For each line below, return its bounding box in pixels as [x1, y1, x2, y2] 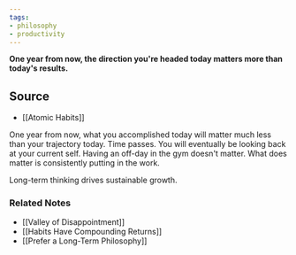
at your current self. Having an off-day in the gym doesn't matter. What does [9, 148, 287, 159]
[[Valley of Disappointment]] [21, 217, 125, 228]
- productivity [9, 29, 65, 38]
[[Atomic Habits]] [21, 112, 86, 123]
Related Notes [9, 197, 72, 209]
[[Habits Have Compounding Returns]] [21, 227, 163, 237]
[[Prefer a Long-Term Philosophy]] [21, 236, 148, 246]
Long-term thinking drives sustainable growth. [9, 174, 178, 186]
